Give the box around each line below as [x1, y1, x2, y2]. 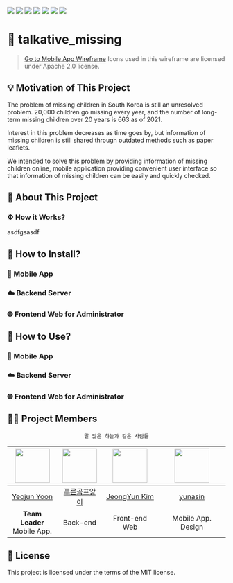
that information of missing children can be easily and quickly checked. [7, 171, 211, 180]
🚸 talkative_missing [7, 32, 123, 48]
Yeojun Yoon [11, 491, 53, 501]
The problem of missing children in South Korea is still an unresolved [7, 101, 203, 109]
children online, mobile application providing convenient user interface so [7, 164, 217, 173]
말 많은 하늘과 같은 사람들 [84, 433, 149, 440]
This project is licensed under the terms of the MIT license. [7, 568, 175, 577]
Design [180, 522, 204, 532]
